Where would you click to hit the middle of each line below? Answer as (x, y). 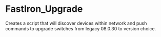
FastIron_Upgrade (44, 9)
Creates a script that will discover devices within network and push (76, 23)
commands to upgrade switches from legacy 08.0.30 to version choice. (81, 28)
